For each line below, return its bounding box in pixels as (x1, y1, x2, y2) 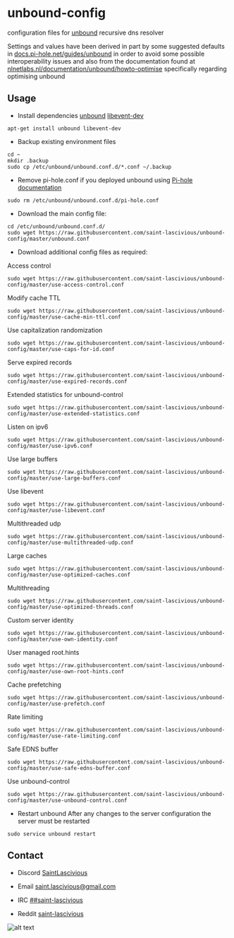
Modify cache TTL (7, 293, 61, 302)
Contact (7, 850, 44, 862)
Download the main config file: (17, 209, 107, 218)
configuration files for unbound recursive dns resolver (7, 28, 164, 37)
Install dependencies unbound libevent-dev (17, 111, 144, 119)
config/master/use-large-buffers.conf (7, 475, 121, 482)
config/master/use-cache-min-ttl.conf (7, 313, 121, 321)
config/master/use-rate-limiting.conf (7, 732, 121, 740)
